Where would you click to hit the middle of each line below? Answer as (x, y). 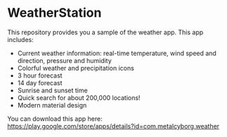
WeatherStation (54, 13)
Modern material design (52, 105)
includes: (20, 39)
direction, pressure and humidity (65, 60)
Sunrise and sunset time (52, 90)
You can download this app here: (55, 118)
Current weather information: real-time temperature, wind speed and (117, 53)
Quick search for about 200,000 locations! (79, 98)
